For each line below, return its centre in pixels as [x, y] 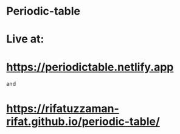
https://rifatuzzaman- [63, 108]
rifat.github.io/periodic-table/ [83, 122]
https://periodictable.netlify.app [90, 67]
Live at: [25, 39]
